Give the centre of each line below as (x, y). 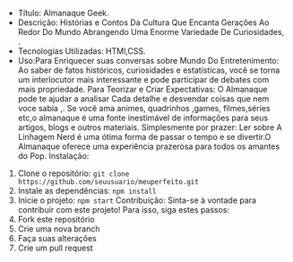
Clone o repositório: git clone (73, 173)
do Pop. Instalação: (53, 156)
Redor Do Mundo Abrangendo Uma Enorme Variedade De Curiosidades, (151, 32)
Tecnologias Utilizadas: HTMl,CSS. (82, 51)
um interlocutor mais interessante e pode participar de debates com (143, 79)
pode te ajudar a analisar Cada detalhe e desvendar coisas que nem (143, 99)
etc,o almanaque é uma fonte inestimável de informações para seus (143, 118)
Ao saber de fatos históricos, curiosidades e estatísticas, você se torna (149, 70)
